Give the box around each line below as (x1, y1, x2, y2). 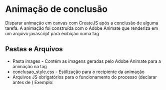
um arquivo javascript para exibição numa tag (5, 30, 99, 36)
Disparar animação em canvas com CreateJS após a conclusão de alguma (5, 20, 158, 26)
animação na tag (12, 63, 47, 69)
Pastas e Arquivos (5, 45, 63, 53)
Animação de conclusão (5, 3, 108, 15)
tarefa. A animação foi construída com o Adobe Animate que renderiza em (5, 25, 158, 31)
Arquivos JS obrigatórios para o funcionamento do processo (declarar (12, 74, 157, 80)
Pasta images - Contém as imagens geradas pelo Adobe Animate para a (12, 58, 161, 64)
